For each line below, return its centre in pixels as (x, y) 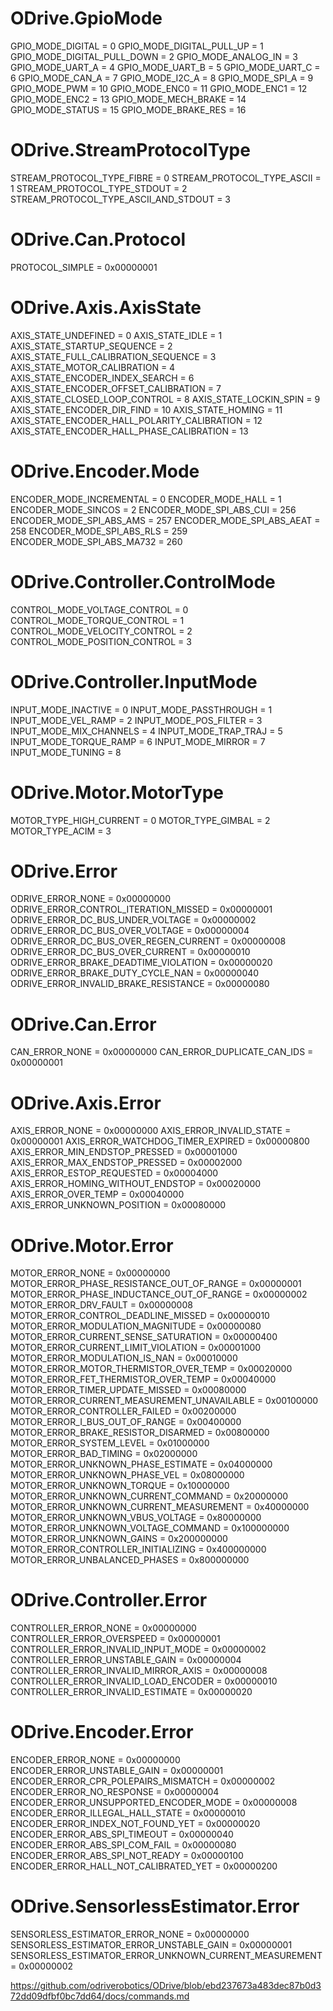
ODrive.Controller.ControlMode (143, 581)
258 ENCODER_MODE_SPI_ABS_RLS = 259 (99, 531)
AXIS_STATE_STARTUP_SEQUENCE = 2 (91, 346)
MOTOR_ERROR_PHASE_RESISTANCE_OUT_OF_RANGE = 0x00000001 (156, 1284)
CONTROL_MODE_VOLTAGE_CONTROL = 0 (99, 609)
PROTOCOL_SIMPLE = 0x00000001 (84, 267)
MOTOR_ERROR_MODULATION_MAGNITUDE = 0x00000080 (136, 1326)
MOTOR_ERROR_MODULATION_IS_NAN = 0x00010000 (124, 1358)
